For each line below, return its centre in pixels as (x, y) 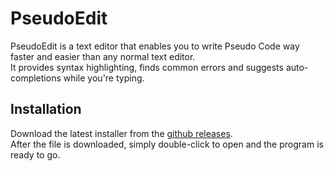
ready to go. (35, 154)
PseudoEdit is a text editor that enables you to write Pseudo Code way (155, 46)
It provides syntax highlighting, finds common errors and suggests (147, 67)
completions (36, 78)
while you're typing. (104, 78)
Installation (46, 109)
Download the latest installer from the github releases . (121, 133)
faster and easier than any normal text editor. (103, 56)
